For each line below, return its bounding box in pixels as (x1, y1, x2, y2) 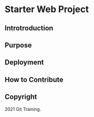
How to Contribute (5, 75, 64, 84)
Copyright (5, 93, 37, 101)
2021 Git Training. (5, 106, 41, 112)
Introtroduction (5, 24, 54, 32)
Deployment (5, 58, 44, 67)
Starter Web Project (5, 4, 89, 15)
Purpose (5, 41, 32, 49)
